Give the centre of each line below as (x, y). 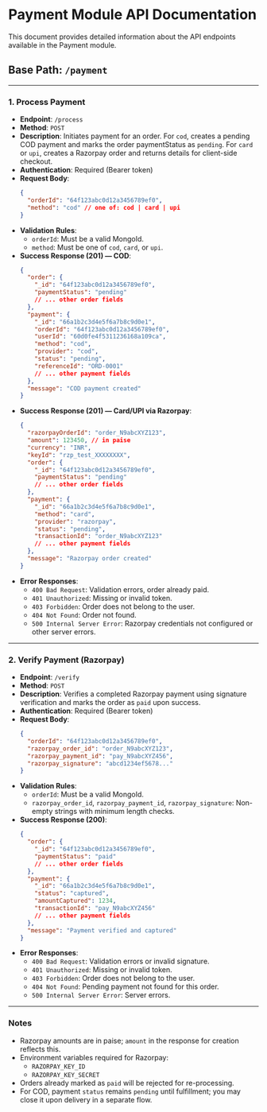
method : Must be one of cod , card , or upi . (97, 247)
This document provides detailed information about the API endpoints (122, 37)
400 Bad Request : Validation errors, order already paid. (120, 589)
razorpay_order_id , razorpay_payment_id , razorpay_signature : (133, 803)
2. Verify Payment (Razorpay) (66, 660)
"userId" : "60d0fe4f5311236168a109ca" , (101, 337)
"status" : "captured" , (72, 893)
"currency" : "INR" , (60, 448)
